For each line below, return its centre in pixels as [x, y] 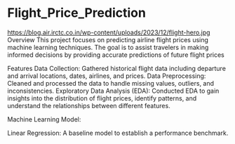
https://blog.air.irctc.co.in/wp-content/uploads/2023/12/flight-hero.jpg [109, 32]
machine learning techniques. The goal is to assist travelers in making [108, 47]
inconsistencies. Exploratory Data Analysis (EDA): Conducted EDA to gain [113, 91]
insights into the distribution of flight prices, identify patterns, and [102, 98]
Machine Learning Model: [44, 119]
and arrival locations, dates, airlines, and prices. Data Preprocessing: [107, 76]
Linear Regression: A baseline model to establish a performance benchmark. [118, 133]
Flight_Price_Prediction [76, 13]
